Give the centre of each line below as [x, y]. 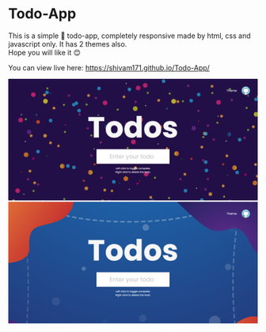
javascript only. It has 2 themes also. [68, 43]
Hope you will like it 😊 [44, 52]
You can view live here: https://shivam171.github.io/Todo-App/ [109, 67]
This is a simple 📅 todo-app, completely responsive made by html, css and [129, 36]
